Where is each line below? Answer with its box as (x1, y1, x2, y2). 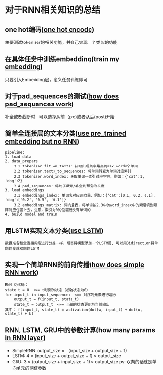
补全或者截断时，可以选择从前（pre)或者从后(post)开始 (5, 113, 115, 120)
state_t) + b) (5, 312, 34, 316)
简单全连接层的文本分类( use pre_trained (5, 129, 127, 138)
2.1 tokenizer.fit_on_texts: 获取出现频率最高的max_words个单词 (14, 164, 138, 169)
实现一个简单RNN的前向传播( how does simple (5, 260, 145, 269)
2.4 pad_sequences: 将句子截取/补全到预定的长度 (14, 184, 105, 188)
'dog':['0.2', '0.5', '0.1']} (5, 197, 67, 203)
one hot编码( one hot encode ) (5, 25, 95, 34)
